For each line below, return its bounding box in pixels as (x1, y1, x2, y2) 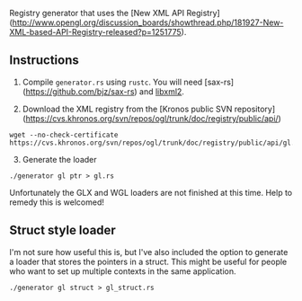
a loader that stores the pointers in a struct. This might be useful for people (9, 256, 288, 267)
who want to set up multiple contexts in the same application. (9, 265, 236, 277)
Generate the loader (22, 154, 97, 164)
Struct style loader (9, 223, 117, 238)
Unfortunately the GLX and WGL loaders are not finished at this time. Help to (9, 187, 293, 198)
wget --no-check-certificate (9, 130, 119, 139)
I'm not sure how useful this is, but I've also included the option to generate (9, 246, 289, 257)
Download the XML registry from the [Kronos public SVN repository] (22, 103, 276, 114)
